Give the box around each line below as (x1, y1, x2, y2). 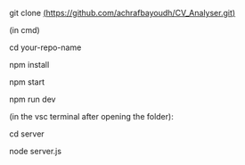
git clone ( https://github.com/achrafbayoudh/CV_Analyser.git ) (9, 8, 236, 18)
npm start (9, 77, 45, 87)
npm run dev (9, 94, 56, 104)
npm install (9, 60, 50, 70)
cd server (9, 128, 45, 139)
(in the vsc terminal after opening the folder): (9, 111, 174, 121)
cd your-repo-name (9, 42, 82, 53)
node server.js (9, 146, 62, 156)
